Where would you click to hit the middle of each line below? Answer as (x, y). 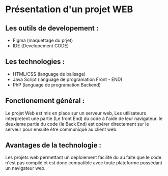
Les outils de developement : (52, 28)
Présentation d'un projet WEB (69, 9)
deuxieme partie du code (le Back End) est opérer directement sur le (77, 124)
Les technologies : (35, 62)
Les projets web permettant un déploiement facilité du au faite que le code (83, 157)
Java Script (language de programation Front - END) (67, 79)
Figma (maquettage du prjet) (43, 40)
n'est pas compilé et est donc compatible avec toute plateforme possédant (84, 163)
